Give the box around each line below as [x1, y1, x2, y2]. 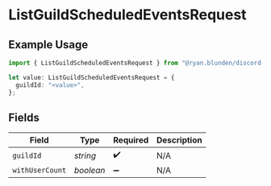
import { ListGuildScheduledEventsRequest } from [8, 59, 179, 67]
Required [112, 134, 149, 146]
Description [156, 134, 203, 146]
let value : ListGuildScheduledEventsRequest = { [8, 73, 175, 81]
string [73, 150, 97, 161]
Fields [8, 110, 40, 124]
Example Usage [8, 38, 89, 52]
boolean [73, 165, 106, 176]
